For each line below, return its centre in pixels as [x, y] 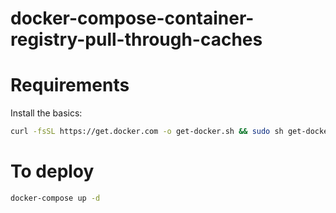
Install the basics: [46, 113]
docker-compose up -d [55, 198]
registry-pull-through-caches [136, 39]
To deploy [52, 171]
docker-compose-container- [132, 18]
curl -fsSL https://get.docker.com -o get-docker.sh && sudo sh [147, 132]
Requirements [70, 85]
